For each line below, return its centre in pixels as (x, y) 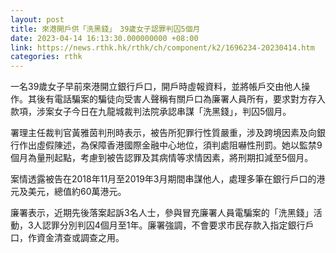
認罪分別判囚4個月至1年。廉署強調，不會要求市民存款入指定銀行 (173, 225)
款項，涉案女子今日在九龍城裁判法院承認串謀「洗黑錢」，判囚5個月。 (151, 112)
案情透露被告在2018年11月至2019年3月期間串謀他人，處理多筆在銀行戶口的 (163, 179)
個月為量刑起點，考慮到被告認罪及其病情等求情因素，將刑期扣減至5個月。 (162, 158)
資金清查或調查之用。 (80, 238)
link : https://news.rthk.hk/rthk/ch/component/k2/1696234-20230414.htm (162, 47)
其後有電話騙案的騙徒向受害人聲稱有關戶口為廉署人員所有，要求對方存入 (176, 99)
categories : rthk (46, 57)
